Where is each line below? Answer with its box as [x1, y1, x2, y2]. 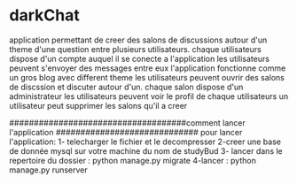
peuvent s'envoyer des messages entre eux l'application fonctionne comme [9, 63, 286, 73]
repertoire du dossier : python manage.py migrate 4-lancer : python [9, 155, 257, 165]
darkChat [9, 5, 80, 26]
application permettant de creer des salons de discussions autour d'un [9, 34, 268, 45]
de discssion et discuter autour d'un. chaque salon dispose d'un [9, 81, 244, 92]
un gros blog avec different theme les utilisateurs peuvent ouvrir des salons [9, 72, 285, 82]
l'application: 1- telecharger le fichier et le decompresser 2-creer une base [9, 136, 282, 147]
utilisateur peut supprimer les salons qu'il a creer [9, 100, 188, 111]
